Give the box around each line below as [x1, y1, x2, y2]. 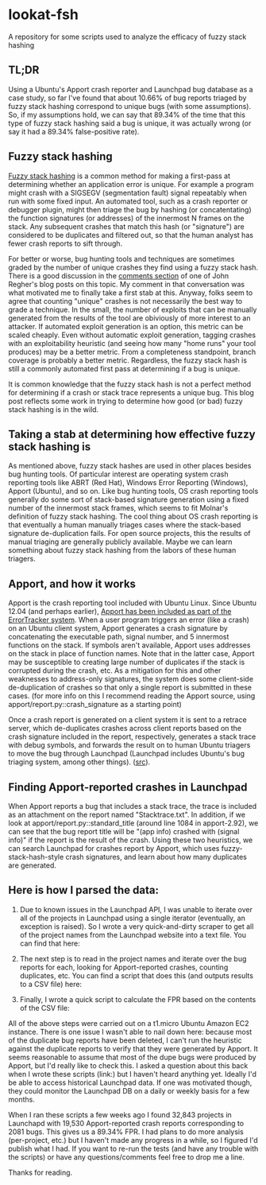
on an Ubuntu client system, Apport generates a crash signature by [8, 624, 228, 633]
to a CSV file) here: [19, 979, 82, 989]
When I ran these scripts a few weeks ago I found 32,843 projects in [8, 1109, 232, 1119]
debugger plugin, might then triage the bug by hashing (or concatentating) [8, 204, 252, 214]
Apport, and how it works [8, 577, 137, 590]
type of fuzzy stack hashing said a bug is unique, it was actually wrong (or [8, 118, 252, 128]
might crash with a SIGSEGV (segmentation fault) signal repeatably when [8, 188, 248, 197]
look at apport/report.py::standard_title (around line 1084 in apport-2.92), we [8, 818, 259, 828]
